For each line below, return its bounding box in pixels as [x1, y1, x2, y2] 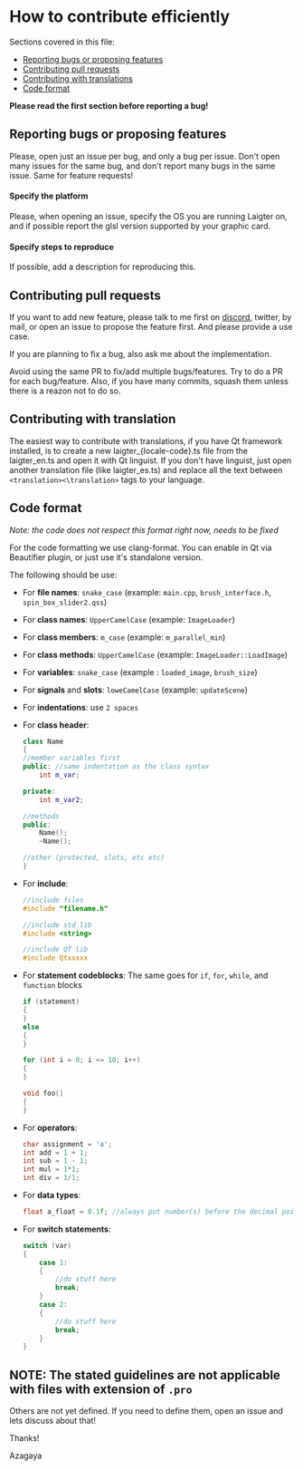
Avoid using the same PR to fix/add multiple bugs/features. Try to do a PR [9, 365, 283, 377]
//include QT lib [22, 945, 89, 954]
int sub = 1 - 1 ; [22, 1156, 89, 1165]
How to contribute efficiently [9, 6, 231, 27]
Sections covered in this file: [9, 36, 116, 47]
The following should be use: [9, 569, 118, 580]
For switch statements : [22, 1223, 111, 1234]
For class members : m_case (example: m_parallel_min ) [22, 632, 226, 643]
